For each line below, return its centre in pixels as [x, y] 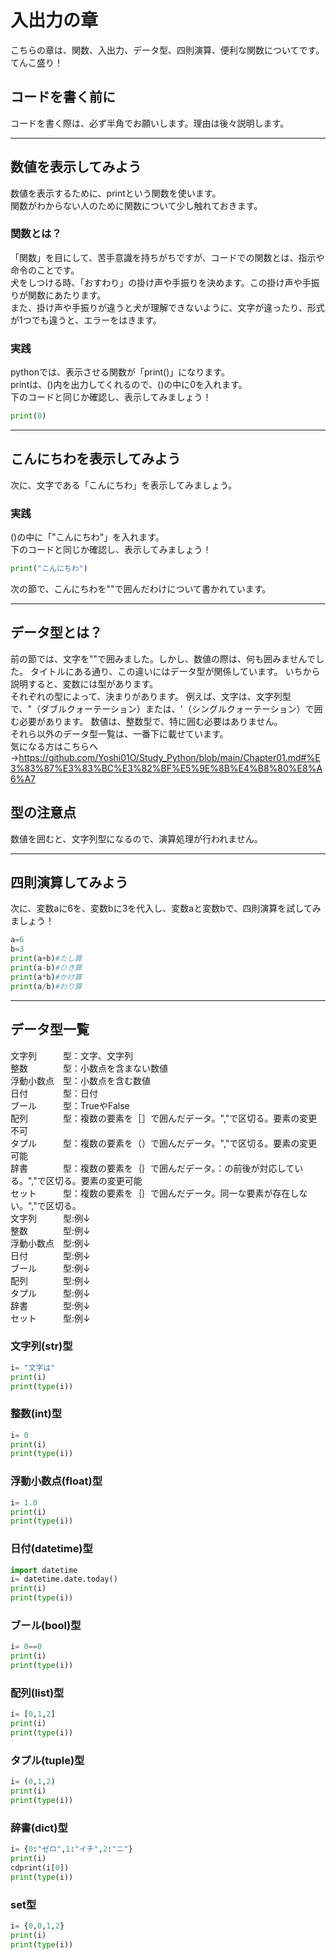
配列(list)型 [37, 1693]
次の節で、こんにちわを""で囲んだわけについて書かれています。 [141, 589]
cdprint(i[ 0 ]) [40, 1867]
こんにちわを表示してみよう [96, 459]
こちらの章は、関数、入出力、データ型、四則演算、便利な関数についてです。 [167, 50]
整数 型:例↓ [50, 1230]
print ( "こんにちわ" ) [49, 569]
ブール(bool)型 [46, 1625]
